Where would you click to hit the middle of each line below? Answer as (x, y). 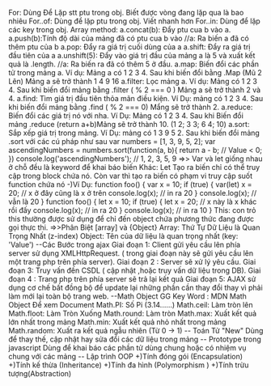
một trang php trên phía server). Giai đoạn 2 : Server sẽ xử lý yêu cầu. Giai (132, 262)
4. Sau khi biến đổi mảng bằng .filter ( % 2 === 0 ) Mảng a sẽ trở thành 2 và (135, 90)
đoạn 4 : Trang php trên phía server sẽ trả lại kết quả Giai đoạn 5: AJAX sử (132, 279)
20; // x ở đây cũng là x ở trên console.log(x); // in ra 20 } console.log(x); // (133, 193)
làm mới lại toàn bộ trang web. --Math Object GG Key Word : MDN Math (127, 296)
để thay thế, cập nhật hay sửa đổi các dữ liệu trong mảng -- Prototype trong (135, 339)
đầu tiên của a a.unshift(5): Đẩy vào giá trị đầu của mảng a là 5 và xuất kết (132, 55)
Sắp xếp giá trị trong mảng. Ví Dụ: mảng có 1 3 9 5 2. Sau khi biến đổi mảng (134, 133)
